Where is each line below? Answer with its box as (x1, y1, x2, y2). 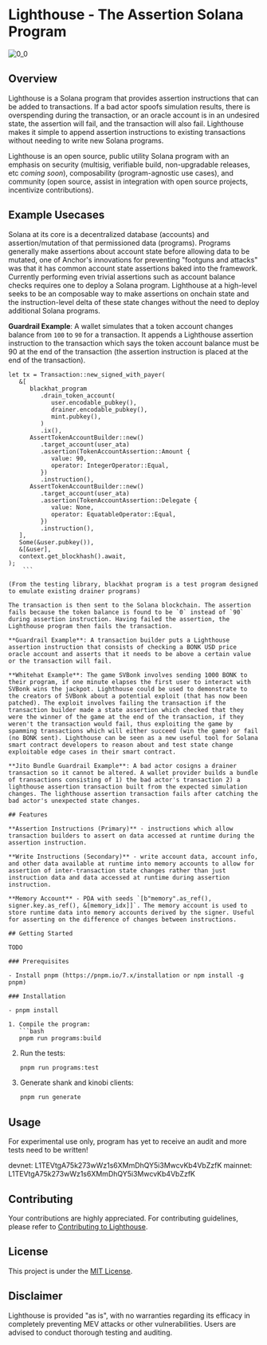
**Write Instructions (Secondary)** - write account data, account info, (8, 852, 259, 860)
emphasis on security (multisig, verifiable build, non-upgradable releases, (8, 160, 251, 169)
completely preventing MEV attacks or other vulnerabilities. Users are (8, 1319, 237, 1328)
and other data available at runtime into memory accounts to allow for (8, 860, 255, 868)
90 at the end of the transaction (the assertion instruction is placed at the (8, 346, 249, 356)
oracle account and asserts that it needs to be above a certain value (8, 650, 251, 658)
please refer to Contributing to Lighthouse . (8, 1221, 148, 1231)
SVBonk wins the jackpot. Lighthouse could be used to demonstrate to (8, 685, 248, 693)
